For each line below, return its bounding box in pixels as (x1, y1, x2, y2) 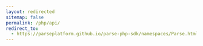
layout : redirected (5, 8, 55, 15)
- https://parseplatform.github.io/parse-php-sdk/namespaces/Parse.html (11, 31, 199, 37)
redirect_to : (5, 25, 39, 32)
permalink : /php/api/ (5, 20, 61, 26)
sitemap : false (5, 14, 44, 20)
